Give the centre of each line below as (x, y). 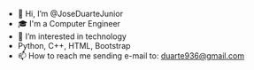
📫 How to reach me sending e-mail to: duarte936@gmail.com (131, 56)
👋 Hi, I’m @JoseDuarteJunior (70, 14)
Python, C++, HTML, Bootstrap (74, 46)
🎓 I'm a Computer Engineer (69, 23)
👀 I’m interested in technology (72, 36)
